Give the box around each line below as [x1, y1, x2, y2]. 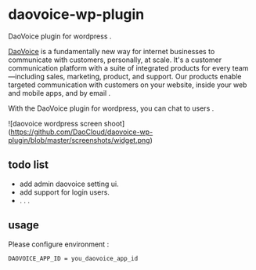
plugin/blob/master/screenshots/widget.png [8, 135, 150, 144]
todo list [8, 159, 49, 172]
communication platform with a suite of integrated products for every [8, 63, 231, 72]
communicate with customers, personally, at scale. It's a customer [8, 55, 222, 64]
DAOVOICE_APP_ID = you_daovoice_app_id [8, 254, 139, 262]
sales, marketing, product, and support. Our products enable [46, 71, 242, 81]
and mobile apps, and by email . [8, 88, 111, 97]
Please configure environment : [8, 239, 110, 249]
